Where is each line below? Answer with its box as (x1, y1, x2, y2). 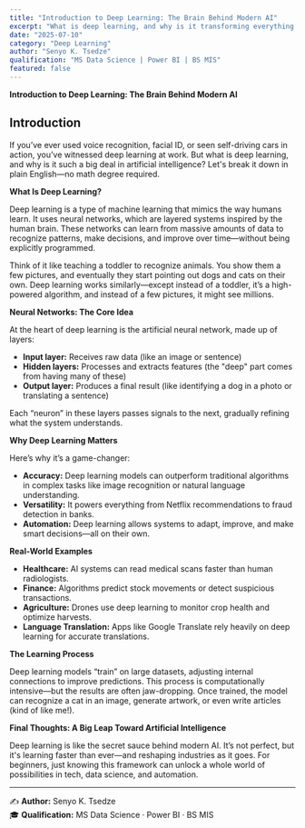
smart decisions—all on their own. (22, 528, 150, 539)
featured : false (9, 65, 71, 74)
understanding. (22, 489, 80, 500)
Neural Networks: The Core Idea (9, 306, 134, 317)
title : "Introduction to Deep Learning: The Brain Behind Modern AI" (9, 13, 279, 23)
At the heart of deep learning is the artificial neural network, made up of (9, 324, 279, 334)
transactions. (22, 592, 73, 603)
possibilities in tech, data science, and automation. (9, 769, 199, 780)
